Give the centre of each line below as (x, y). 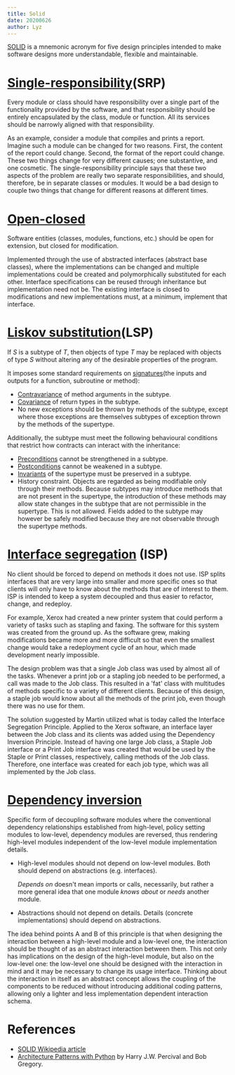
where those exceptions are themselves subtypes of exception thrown (119, 417)
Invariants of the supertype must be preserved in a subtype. (104, 474)
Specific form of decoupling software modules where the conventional (109, 820)
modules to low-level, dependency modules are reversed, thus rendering (113, 835)
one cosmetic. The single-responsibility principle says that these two (107, 168)
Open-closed (46, 219)
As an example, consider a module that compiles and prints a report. (106, 139)
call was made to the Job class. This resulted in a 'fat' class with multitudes (116, 683)
